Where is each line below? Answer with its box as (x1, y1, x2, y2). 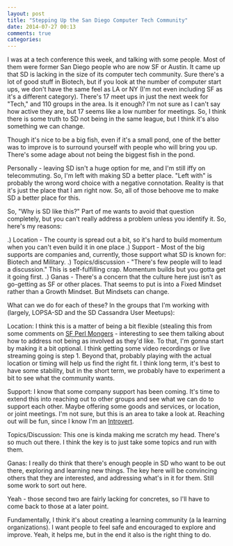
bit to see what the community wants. (7, 374, 115, 383)
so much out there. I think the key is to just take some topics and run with (7, 438, 217, 447)
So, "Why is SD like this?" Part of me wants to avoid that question (7, 207, 195, 216)
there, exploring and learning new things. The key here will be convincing (7, 466, 218, 475)
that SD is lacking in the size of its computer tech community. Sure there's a (7, 71, 225, 79)
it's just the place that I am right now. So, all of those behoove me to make (7, 186, 219, 195)
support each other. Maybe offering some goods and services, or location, (7, 402, 220, 411)
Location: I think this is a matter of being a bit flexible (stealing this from (7, 322, 212, 330)
